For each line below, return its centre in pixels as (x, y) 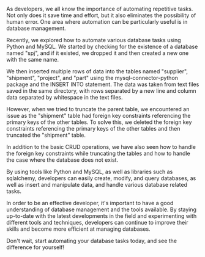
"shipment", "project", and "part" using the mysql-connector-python (92, 78)
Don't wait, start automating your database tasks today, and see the (92, 241)
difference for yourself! (35, 247)
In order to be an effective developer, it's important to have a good (90, 203)
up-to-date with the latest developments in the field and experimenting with (102, 216)
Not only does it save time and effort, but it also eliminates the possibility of (101, 15)
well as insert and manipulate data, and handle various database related (97, 185)
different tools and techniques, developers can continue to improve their (97, 223)
